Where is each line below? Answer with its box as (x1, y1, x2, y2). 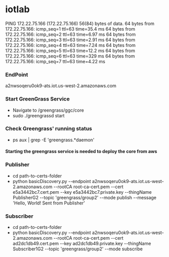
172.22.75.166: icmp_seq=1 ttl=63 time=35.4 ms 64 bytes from (5, 25, 136, 32)
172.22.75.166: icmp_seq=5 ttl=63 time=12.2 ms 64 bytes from (5, 47, 136, 54)
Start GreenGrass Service (5, 95, 70, 102)
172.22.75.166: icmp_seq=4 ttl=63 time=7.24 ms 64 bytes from (5, 42, 136, 48)
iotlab (5, 4, 30, 15)
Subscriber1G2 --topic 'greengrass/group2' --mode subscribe (12, 246, 143, 252)
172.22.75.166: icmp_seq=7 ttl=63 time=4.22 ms (5, 58, 106, 64)
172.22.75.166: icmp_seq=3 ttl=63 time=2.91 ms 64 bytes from (5, 37, 136, 43)
